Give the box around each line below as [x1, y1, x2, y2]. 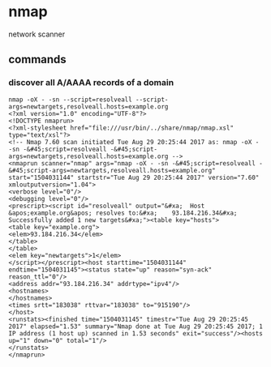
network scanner [8, 29, 66, 39]
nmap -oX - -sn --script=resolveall [8, 96, 132, 104]
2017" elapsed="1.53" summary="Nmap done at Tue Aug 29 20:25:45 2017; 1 [8, 322, 264, 331]
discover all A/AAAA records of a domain [8, 77, 174, 88]
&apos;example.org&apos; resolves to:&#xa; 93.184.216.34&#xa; [8, 209, 238, 217]
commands [8, 53, 67, 66]
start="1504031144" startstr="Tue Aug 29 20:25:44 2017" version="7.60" [8, 173, 260, 181]
